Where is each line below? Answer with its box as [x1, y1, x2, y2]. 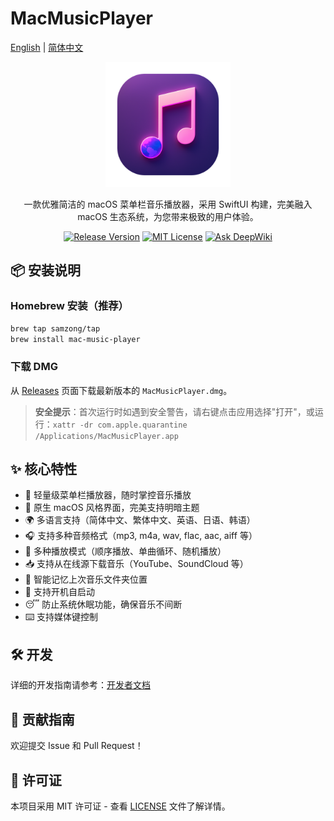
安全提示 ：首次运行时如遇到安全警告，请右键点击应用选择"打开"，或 [34, 405, 315, 417]
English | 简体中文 [10, 41, 84, 53]
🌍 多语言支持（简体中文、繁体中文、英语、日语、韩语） [24, 514, 256, 526]
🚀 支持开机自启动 [24, 586, 95, 598]
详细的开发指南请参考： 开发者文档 [10, 679, 151, 691]
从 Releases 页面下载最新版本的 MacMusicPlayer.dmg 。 [10, 384, 233, 396]
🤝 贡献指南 [10, 711, 75, 728]
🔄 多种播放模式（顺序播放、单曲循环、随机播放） [24, 545, 227, 557]
